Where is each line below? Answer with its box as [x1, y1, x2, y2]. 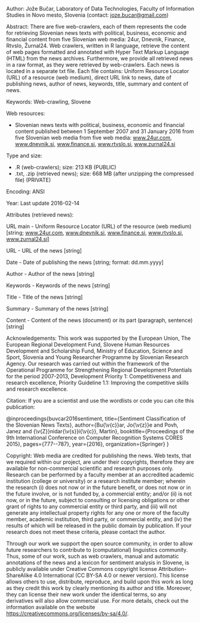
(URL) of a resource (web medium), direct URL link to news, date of [6, 74, 172, 81]
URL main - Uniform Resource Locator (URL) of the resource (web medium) [6, 223, 192, 230]
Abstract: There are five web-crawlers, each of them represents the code [6, 23, 187, 30]
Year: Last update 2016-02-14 [6, 200, 80, 206]
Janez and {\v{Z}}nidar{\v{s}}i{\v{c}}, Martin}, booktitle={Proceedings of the [6, 428, 195, 434]
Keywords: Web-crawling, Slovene [6, 98, 91, 105]
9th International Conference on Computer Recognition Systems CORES [6, 434, 183, 441]
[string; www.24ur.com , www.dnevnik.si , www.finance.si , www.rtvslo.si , [6, 229, 184, 236]
